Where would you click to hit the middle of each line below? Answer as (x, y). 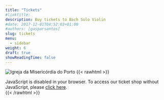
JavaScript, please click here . (36, 87)
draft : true (18, 53)
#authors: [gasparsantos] (33, 29)
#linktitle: (18, 15)
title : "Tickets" (24, 10)
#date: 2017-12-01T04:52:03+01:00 (42, 24)
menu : (11, 39)
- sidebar (20, 43)
